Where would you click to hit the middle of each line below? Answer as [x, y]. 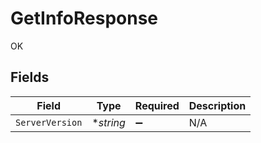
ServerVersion [49, 122]
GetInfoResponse [84, 18]
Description [217, 105]
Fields [30, 77]
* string [108, 122]
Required [157, 105]
